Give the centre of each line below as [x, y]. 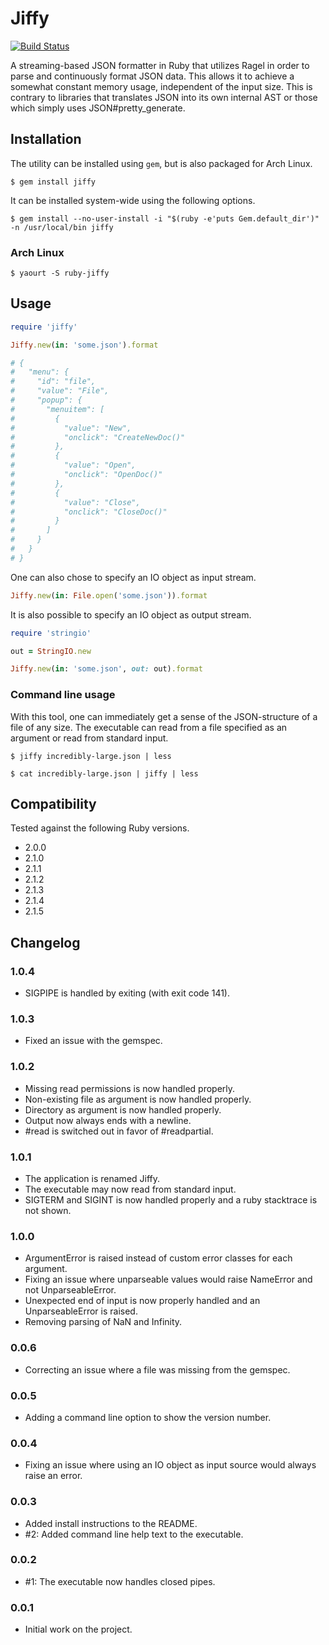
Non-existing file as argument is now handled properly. [138, 1099]
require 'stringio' [51, 633]
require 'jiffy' [44, 327]
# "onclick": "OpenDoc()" [86, 475]
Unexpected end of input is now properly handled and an [142, 1301]
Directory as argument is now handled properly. [123, 1109]
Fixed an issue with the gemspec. [93, 1041]
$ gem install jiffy [53, 182]
